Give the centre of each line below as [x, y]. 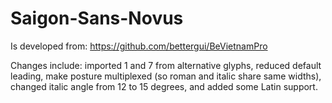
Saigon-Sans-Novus [97, 18]
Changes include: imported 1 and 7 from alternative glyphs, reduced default [166, 65]
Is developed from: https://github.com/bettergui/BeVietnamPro [139, 46]
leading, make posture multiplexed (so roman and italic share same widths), [166, 76]
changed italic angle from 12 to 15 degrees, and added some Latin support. [164, 86]
